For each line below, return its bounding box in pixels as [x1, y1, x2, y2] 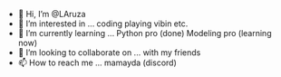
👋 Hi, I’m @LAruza [17, 9, 86, 19]
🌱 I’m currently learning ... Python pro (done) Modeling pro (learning [17, 28, 272, 38]
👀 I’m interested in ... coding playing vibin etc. [17, 18, 189, 29]
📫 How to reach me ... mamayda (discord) [17, 57, 177, 68]
